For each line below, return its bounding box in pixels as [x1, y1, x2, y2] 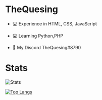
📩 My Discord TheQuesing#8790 [12, 44, 81, 50]
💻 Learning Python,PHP [12, 32, 63, 39]
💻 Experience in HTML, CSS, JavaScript [12, 20, 97, 26]
